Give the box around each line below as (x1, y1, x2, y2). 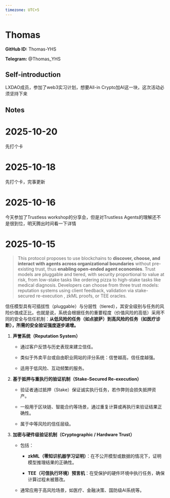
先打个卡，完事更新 (5, 178, 46, 185)
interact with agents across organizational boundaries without (17, 260, 151, 266)
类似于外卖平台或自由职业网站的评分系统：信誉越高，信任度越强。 (20, 354, 158, 360)
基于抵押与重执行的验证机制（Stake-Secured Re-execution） (12, 376, 142, 382)
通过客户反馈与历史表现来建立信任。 (20, 343, 96, 349)
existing (17, 266, 34, 272)
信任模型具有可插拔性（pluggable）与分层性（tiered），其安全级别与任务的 (5, 303, 160, 309)
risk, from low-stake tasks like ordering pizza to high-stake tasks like (17, 277, 161, 283)
